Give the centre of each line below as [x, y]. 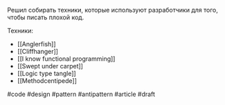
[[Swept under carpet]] [50, 66]
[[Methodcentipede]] [47, 81]
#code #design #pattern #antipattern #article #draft [81, 94]
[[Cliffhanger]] [38, 51]
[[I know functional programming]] [66, 59]
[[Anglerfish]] [37, 44]
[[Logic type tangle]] [46, 73]
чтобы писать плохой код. [46, 17]
